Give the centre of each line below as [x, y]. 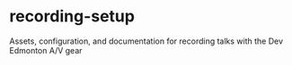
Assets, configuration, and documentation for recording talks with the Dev [146, 41]
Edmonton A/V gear [46, 50]
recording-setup [72, 16]
